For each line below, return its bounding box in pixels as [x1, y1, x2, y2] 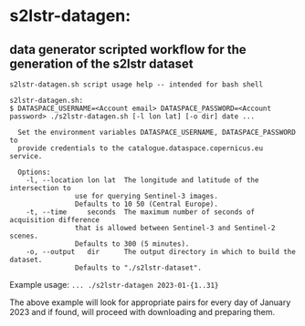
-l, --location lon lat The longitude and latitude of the [26, 176, 259, 185]
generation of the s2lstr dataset [9, 56, 194, 71]
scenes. [9, 231, 39, 240]
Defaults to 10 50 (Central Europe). [74, 199, 219, 209]
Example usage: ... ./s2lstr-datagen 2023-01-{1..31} [9, 280, 219, 290]
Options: [17, 168, 51, 177]
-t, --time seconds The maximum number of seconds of [26, 208, 256, 217]
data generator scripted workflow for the [9, 42, 247, 57]
